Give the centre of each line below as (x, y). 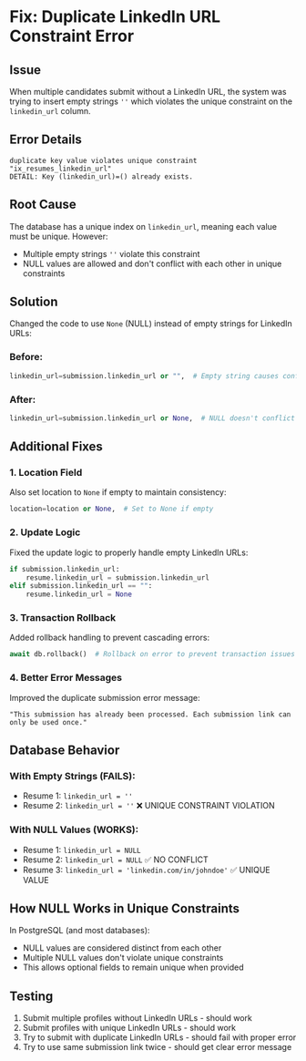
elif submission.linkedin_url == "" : (81, 586)
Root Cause (43, 205)
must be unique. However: (59, 236)
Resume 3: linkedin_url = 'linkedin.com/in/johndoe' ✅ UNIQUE (146, 870)
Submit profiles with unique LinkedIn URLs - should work (129, 1028)
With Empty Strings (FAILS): (72, 776)
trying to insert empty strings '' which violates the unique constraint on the (151, 101)
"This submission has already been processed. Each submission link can (150, 714)
